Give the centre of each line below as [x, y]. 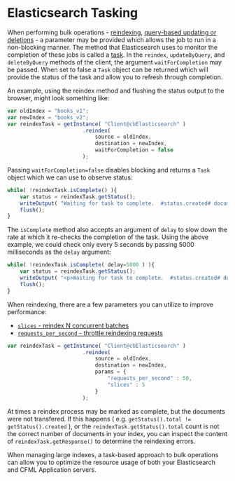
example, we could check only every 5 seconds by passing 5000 [101, 245]
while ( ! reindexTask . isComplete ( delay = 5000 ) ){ [81, 265]
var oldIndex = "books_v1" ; [48, 111]
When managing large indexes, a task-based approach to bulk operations [113, 454]
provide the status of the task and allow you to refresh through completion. [115, 77]
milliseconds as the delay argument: [59, 252]
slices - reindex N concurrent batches [73, 325]
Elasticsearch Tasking [73, 13]
